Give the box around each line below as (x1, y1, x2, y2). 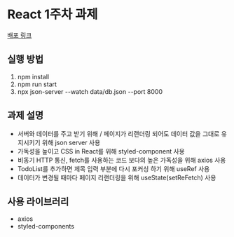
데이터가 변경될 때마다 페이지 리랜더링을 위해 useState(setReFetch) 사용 (17, 173, 216, 182)
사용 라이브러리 (7, 196, 69, 208)
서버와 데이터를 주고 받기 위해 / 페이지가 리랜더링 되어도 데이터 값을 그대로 (17, 129, 220, 137)
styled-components (17, 222, 75, 231)
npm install (17, 72, 50, 81)
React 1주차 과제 (7, 6, 98, 22)
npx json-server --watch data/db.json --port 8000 (17, 87, 163, 95)
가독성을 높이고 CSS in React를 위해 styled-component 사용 (17, 147, 185, 155)
